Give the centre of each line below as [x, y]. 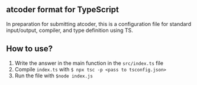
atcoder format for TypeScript [63, 10]
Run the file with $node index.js [54, 76]
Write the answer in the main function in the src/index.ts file [89, 63]
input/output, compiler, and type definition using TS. [70, 30]
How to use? [30, 49]
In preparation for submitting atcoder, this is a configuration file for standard [98, 24]
